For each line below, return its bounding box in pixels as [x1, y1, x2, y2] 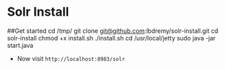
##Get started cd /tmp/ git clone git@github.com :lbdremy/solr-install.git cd [7, 27, 219, 35]
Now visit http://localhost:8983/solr [16, 54, 126, 62]
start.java [7, 41, 34, 49]
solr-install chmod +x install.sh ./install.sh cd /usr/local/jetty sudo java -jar [7, 33, 216, 42]
